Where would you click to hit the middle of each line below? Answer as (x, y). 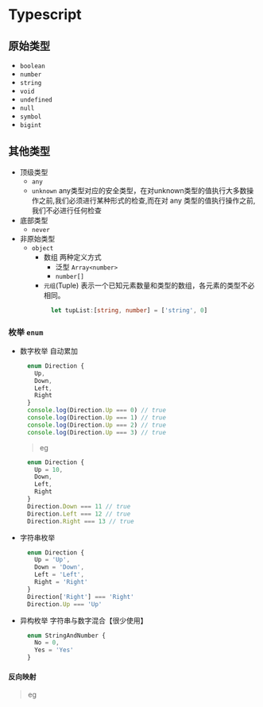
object (43, 248)
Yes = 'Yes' (54, 650)
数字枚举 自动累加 (48, 350)
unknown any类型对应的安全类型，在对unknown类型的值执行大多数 (139, 190)
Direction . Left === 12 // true (79, 514)
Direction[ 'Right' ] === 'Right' (81, 597)
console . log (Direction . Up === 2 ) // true (97, 425)
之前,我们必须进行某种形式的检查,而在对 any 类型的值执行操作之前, (147, 200)
